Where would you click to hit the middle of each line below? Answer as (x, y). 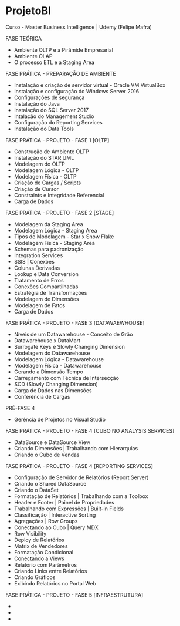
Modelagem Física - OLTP (45, 176)
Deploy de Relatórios (39, 540)
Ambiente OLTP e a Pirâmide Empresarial (64, 50)
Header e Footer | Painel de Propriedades (64, 502)
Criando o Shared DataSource (50, 483)
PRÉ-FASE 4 (20, 408)
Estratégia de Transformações (50, 292)
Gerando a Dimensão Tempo (48, 372)
